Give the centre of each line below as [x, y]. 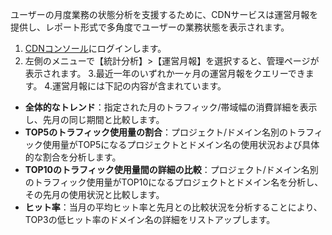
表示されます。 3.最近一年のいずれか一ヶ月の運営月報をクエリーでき [165, 73]
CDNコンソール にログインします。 [95, 48]
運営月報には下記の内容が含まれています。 [139, 86]
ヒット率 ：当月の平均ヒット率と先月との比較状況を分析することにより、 [173, 207]
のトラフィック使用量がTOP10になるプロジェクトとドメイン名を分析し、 [174, 182]
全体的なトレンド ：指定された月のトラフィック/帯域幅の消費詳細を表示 [171, 107]
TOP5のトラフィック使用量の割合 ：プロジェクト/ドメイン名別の [156, 132]
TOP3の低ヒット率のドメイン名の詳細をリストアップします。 [150, 219]
